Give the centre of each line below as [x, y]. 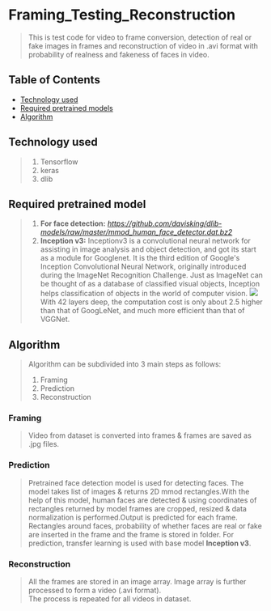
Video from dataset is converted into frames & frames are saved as [140, 435]
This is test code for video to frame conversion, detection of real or [140, 37]
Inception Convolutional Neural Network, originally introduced [143, 267]
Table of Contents [55, 80]
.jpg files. [43, 444]
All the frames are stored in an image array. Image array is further [137, 582]
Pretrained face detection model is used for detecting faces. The [136, 482]
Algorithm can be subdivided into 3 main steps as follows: [125, 364]
